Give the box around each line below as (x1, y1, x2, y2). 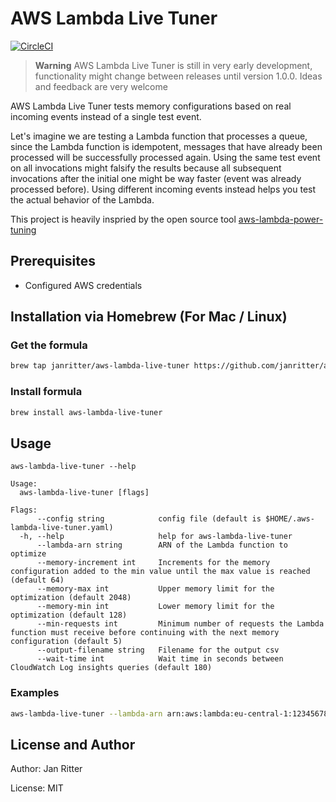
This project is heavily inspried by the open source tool (10, 213, 237, 225)
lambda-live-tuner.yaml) (10, 523, 114, 533)
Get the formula (10, 338, 88, 352)
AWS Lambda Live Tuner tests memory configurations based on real (10, 100, 292, 112)
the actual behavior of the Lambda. (10, 193, 155, 206)
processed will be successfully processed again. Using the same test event (10, 151, 321, 163)
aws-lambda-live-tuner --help (10, 462, 137, 472)
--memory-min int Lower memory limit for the (36, 602, 275, 612)
